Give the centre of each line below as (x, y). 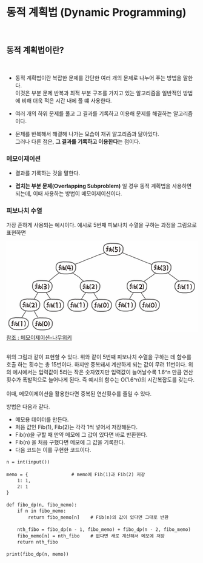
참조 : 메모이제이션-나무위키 (39, 337)
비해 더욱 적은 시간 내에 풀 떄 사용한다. (67, 100)
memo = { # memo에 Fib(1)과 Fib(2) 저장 (76, 474)
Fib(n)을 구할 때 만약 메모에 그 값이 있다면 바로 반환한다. (81, 434)
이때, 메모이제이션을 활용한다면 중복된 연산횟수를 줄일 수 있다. (79, 393)
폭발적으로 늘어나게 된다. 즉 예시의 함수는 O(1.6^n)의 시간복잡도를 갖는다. (108, 379)
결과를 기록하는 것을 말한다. (48, 173)
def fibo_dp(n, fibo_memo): (42, 505)
